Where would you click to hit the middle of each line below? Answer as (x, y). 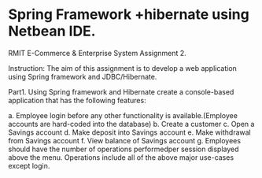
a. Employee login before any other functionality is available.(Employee (123, 115)
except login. (29, 165)
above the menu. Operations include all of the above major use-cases (121, 157)
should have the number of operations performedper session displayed (124, 149)
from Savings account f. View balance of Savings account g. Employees (125, 140)
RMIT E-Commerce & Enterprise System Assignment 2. (97, 53)
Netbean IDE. (52, 31)
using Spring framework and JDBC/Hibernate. (83, 76)
